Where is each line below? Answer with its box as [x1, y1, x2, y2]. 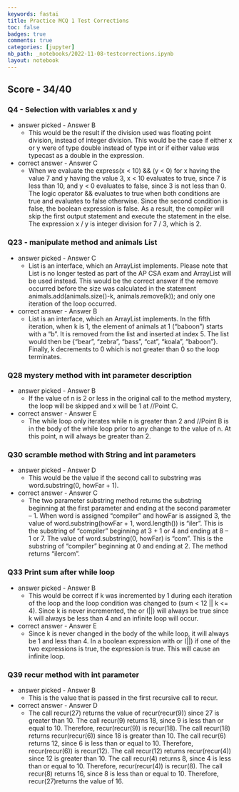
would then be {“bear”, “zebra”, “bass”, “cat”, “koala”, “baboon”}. [28, 337, 218, 346]
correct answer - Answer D [17, 701, 98, 709]
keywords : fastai [7, 10, 59, 18]
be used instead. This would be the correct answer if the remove [28, 276, 219, 285]
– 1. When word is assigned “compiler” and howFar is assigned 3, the [28, 511, 231, 520]
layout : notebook [7, 57, 59, 64]
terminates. [28, 352, 62, 361]
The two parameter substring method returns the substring [28, 496, 202, 505]
